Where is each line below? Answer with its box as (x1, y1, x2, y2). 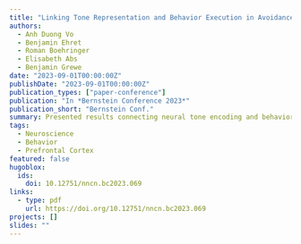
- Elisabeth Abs (17, 55, 78, 63)
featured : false (9, 154, 70, 164)
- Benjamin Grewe (17, 63, 82, 72)
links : (9, 188, 34, 197)
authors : (9, 21, 42, 30)
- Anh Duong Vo (17, 29, 74, 38)
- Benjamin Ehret (17, 38, 82, 47)
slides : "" (9, 221, 50, 230)
